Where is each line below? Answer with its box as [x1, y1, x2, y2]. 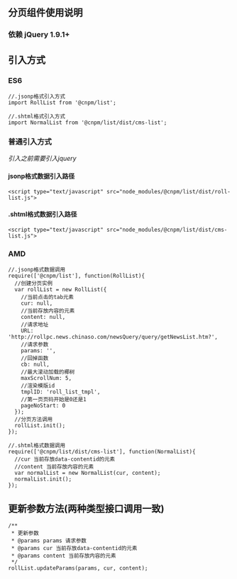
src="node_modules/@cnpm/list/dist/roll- [106, 188, 231, 195]
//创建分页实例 [14, 280, 53, 287]
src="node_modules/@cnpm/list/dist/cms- [106, 226, 228, 233]
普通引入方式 [8, 137, 53, 147]
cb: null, [21, 361, 50, 368]
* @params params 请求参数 [11, 537, 87, 544]
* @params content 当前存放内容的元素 [11, 552, 116, 559]
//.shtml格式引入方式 [8, 113, 66, 120]
